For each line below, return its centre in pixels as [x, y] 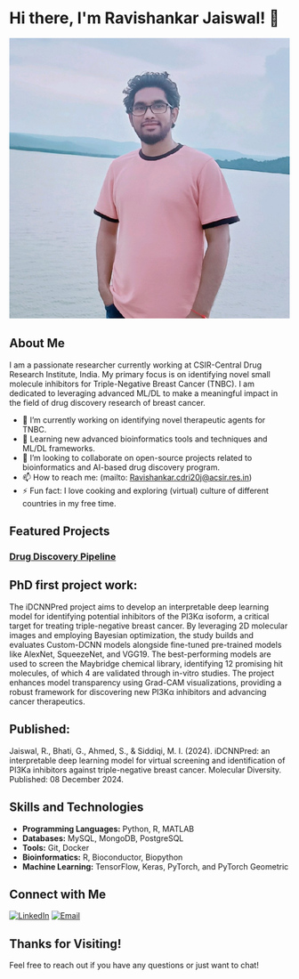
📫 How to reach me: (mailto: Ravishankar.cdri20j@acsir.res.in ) [137, 477]
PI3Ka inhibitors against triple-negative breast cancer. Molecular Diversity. [145, 770]
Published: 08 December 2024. [67, 779]
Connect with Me [58, 894]
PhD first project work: [73, 585]
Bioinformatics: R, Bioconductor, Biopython [102, 857]
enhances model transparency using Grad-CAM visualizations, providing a [145, 682]
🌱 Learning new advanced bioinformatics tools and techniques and [145, 439]
